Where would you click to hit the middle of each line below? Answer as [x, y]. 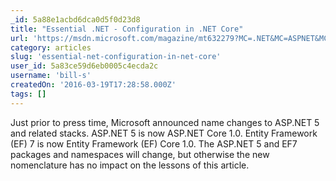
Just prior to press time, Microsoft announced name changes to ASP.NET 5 [165, 122]
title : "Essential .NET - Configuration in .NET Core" [127, 29]
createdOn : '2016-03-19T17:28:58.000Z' [93, 85]
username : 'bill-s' [51, 76]
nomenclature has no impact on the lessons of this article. [130, 165]
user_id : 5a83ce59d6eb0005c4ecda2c [84, 66]
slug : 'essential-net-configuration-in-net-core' [116, 57]
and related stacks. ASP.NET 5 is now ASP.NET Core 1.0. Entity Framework [164, 133]
